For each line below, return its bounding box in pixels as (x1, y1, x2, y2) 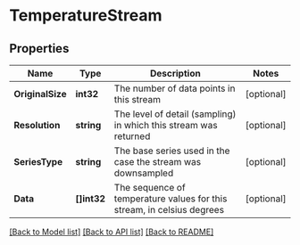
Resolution (13, 119, 61, 131)
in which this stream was (113, 119, 218, 131)
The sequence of (113, 182, 186, 193)
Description (150, 68, 201, 79)
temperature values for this (113, 192, 228, 205)
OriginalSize (13, 88, 67, 100)
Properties (9, 41, 70, 56)
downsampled (113, 167, 174, 179)
